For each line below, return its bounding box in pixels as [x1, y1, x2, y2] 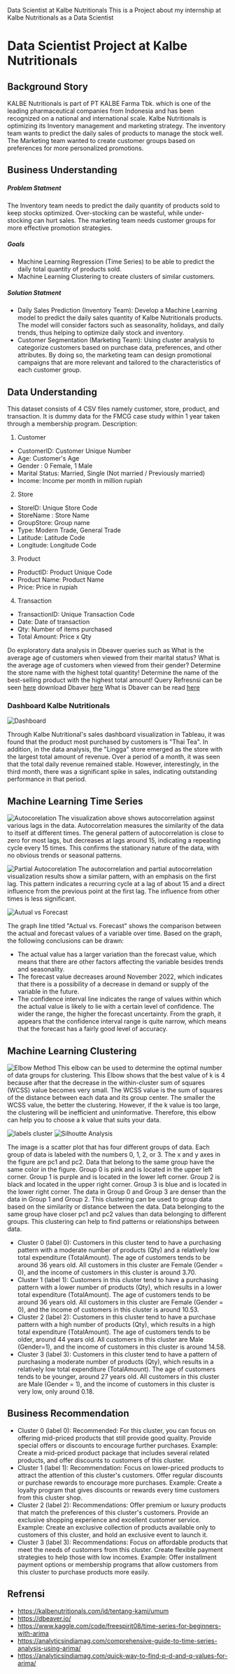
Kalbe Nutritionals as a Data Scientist [7, 13, 114, 22]
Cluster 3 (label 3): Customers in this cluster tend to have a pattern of [17, 1350, 218, 1359]
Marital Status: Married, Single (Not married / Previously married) [17, 469, 206, 477]
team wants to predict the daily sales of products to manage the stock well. [7, 129, 224, 137]
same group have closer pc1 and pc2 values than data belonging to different [7, 1210, 227, 1218]
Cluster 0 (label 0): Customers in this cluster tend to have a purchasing [17, 1239, 222, 1247]
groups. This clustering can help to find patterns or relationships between [7, 1218, 220, 1226]
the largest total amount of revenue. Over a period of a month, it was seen [7, 753, 220, 761]
